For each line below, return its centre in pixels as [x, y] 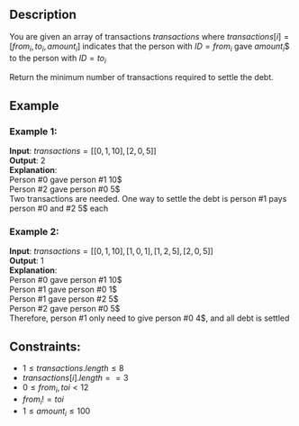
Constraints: [45, 346]
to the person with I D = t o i [58, 59]
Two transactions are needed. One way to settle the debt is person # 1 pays [148, 199]
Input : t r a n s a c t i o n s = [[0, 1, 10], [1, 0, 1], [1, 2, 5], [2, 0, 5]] [111, 251]
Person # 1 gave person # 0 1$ [63, 290]
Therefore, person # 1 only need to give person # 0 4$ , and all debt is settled [149, 318]
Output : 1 [27, 261]
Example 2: [34, 231]
